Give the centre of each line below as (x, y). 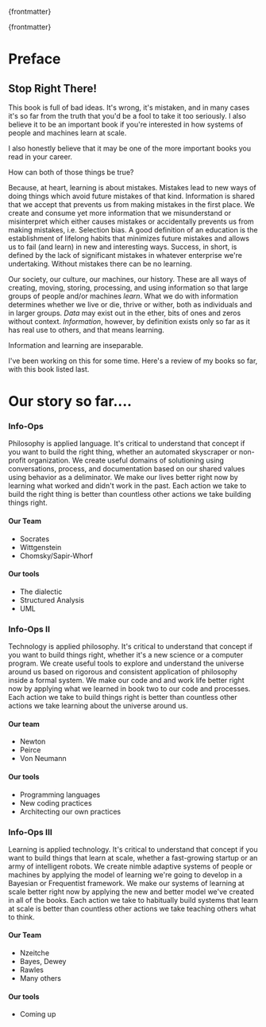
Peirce (30, 750)
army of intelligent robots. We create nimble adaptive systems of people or (130, 866)
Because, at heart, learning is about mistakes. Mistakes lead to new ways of (132, 187)
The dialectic (41, 592)
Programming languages (60, 795)
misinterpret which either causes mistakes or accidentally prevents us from (131, 221)
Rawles (31, 970)
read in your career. (40, 157)
